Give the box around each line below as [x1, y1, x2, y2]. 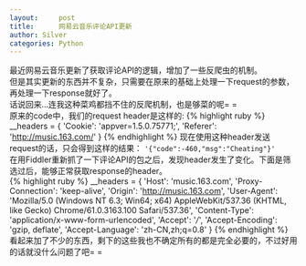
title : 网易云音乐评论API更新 [9, 22, 132, 31]
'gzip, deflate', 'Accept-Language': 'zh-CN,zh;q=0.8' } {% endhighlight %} [9, 224, 290, 235]
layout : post [9, 13, 76, 23]
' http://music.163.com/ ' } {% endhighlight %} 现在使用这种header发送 [9, 131, 271, 142]
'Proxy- [235, 176, 263, 187]
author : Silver [9, 30, 68, 39]
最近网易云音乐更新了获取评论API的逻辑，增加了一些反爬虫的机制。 [9, 65, 263, 76]
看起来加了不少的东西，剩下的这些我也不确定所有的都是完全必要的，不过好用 [9, 235, 298, 246]
